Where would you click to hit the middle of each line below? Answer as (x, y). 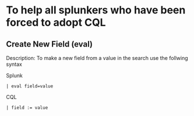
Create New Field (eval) (50, 44)
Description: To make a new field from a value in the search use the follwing (97, 58)
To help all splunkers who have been (96, 10)
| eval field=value (30, 86)
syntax (14, 64)
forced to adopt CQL (56, 22)
